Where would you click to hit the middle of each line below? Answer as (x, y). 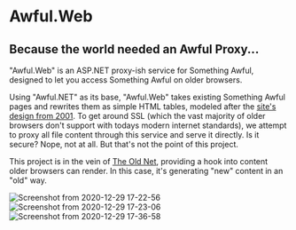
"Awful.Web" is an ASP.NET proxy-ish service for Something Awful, (132, 70)
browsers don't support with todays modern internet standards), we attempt (148, 125)
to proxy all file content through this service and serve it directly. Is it (134, 135)
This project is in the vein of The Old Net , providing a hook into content (139, 161)
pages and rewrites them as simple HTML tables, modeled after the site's (143, 107)
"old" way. (28, 180)
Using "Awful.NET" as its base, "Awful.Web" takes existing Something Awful (148, 97)
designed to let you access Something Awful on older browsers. (126, 80)
